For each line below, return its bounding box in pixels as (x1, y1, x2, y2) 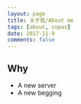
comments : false (7, 37, 55, 44)
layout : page (7, 10, 46, 18)
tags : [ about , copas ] (7, 23, 71, 30)
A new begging (17, 89, 62, 97)
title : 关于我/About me (7, 17, 74, 24)
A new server (17, 81, 57, 89)
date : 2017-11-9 (7, 30, 55, 37)
